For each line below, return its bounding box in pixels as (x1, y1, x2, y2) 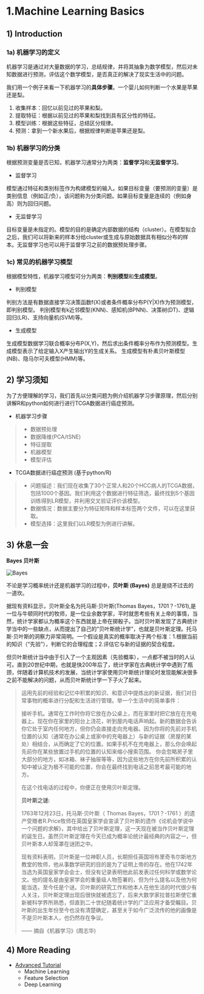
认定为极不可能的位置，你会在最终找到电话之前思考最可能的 (37, 763, 186, 771)
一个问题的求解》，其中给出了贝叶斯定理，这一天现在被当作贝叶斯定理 (21, 825, 194, 832)
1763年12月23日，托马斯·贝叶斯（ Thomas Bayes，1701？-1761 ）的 (21, 810, 190, 817)
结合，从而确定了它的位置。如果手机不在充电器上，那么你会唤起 (37, 740, 197, 748)
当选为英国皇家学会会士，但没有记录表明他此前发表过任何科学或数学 (21, 868, 192, 876)
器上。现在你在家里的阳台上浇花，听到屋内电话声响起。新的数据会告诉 (21, 718, 197, 725)
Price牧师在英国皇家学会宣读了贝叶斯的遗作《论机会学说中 (47, 817, 194, 824)
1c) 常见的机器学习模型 (6, 258, 73, 266)
